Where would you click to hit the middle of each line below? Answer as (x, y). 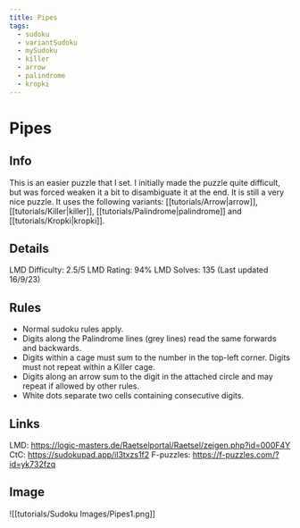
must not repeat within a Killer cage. (88, 367)
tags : (19, 26)
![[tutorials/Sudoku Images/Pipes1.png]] (83, 514)
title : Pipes (33, 17)
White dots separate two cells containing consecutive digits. (133, 396)
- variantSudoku (47, 42)
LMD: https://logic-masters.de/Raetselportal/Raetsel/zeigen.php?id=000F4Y (150, 445)
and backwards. (52, 348)
